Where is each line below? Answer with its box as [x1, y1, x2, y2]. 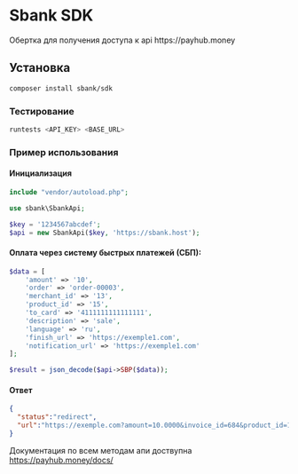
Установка [9, 60, 71, 75]
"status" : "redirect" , [17, 413, 98, 422]
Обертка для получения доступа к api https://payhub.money [9, 35, 236, 45]
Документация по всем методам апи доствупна [9, 445, 192, 455]
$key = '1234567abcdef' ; [9, 219, 101, 229]
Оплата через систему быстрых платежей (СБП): [9, 248, 202, 258]
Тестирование [9, 105, 75, 117]
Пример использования [9, 146, 119, 158]
